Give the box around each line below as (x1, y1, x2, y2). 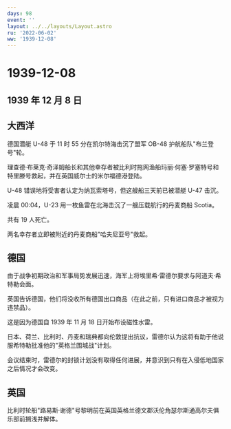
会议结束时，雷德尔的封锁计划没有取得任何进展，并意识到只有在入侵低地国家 (7, 356, 224, 364)
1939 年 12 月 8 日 (7, 94, 82, 106)
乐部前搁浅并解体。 (7, 415, 62, 423)
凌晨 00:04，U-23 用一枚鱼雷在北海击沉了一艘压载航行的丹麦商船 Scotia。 (7, 200, 219, 209)
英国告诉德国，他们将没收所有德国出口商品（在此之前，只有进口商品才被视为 (7, 295, 224, 303)
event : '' (7, 17, 36, 23)
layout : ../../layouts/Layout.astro (7, 23, 112, 30)
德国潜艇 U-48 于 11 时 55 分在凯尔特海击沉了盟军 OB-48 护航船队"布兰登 (7, 139, 214, 148)
